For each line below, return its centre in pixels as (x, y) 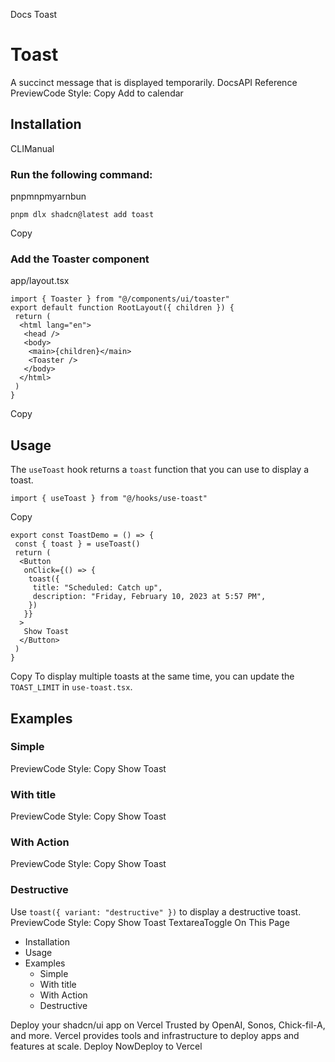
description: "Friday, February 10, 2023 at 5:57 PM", (149, 597)
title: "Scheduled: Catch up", (97, 588)
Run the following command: (81, 174)
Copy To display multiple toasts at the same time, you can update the (152, 676)
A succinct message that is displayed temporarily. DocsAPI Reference (154, 82)
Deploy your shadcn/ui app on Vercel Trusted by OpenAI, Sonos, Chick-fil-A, (168, 1025)
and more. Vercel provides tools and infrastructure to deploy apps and (155, 1035)
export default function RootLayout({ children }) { (122, 308)
